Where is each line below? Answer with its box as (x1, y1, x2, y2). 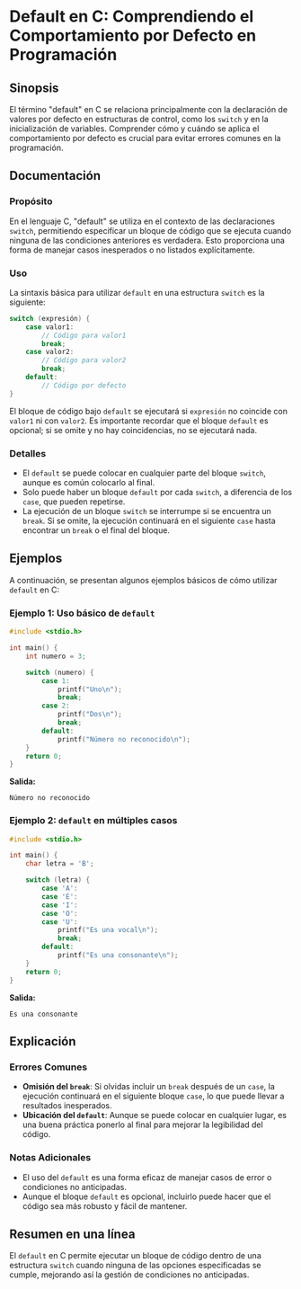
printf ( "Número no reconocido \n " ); (57, 734, 191, 743)
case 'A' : (41, 884, 78, 893)
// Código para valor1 (41, 331, 127, 340)
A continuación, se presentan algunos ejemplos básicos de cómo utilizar (9, 574, 278, 585)
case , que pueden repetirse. (22, 496, 126, 507)
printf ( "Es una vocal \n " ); (57, 926, 159, 935)
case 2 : (41, 701, 70, 711)
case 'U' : (41, 917, 78, 927)
